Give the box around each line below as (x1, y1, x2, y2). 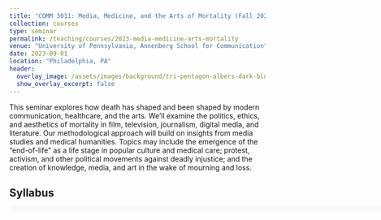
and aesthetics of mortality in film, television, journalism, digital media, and (9, 119, 259, 129)
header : (9, 65, 36, 73)
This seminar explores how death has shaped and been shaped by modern (9, 102, 260, 112)
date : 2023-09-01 (9, 50, 68, 58)
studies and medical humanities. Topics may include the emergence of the (9, 136, 258, 146)
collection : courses (9, 19, 80, 28)
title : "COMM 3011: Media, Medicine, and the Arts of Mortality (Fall (9, 11, 253, 20)
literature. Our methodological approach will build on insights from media (9, 127, 253, 138)
